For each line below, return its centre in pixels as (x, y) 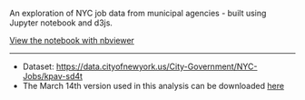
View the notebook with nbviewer (72, 40)
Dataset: (38, 66)
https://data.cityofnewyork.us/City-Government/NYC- (157, 66)
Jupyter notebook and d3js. (61, 23)
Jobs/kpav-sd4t (53, 76)
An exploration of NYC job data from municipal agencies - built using (138, 13)
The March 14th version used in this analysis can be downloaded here (153, 86)
